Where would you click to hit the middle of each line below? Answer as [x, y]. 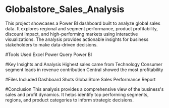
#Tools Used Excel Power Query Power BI [49, 55]
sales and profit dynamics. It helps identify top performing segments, [77, 94]
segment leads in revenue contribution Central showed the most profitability [84, 70]
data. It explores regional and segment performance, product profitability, [81, 28]
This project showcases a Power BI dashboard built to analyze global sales [83, 23]
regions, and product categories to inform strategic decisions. [69, 100]
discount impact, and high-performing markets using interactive [72, 34]
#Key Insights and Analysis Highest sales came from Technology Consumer [84, 64]
